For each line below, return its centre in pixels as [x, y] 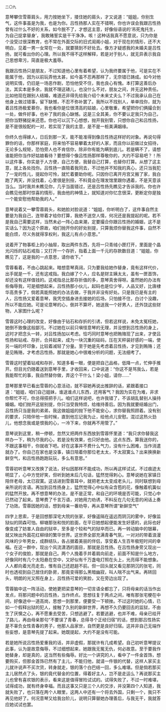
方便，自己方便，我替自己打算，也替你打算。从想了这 [102, 162]
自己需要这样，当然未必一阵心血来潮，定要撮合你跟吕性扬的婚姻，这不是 [87, 222]
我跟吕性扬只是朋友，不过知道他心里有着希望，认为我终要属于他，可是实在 [81, 71]
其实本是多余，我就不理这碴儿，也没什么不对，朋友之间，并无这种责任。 [87, 89]
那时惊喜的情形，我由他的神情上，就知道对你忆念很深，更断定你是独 [91, 193]
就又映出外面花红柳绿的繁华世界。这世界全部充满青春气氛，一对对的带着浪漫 [83, 535]
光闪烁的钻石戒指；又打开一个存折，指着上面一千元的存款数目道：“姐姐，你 [82, 251]
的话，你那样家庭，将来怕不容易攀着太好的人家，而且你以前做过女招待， [87, 143]
